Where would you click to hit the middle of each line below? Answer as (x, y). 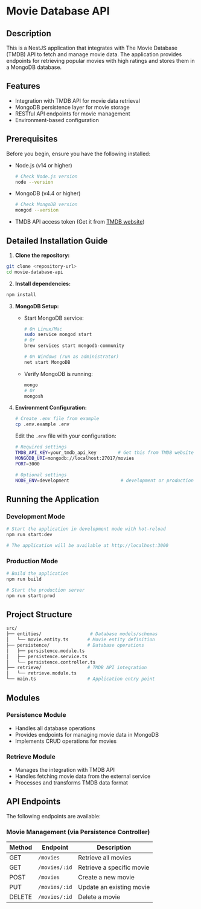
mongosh (33, 396)
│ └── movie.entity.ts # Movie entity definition (81, 640)
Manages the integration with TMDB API (65, 770)
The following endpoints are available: (53, 816)
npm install (21, 294)
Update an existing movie (114, 887)
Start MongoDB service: (54, 318)
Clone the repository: (42, 255)
